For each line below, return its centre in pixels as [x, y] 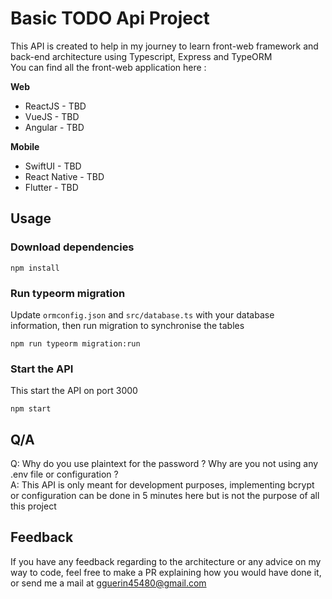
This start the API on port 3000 [74, 391]
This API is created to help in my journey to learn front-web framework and [164, 46]
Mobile [25, 146]
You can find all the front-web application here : [108, 67]
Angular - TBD [54, 127]
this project [33, 506]
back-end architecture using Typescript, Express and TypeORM [141, 56]
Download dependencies [72, 247]
